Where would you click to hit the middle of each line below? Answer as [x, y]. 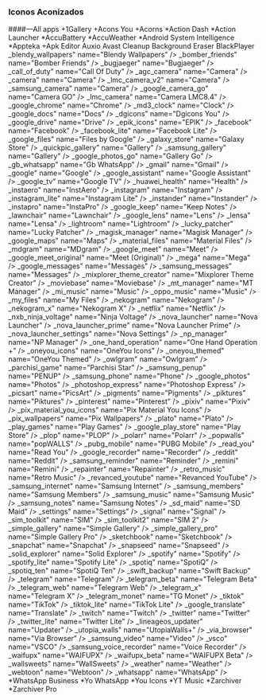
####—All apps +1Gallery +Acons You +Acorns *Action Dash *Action [122, 29]
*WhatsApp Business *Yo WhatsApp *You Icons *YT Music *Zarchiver [125, 681]
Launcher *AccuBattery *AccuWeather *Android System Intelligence [121, 37]
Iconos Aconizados [46, 12]
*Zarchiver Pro [33, 689]
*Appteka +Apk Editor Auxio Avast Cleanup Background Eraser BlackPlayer [131, 46]
